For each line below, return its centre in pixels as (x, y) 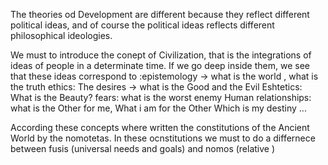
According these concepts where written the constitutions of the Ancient (160, 127)
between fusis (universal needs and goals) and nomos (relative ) (143, 148)
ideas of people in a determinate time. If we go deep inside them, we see (160, 65)
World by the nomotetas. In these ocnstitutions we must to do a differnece (163, 138)
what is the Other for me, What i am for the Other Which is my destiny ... (158, 108)
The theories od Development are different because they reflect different (160, 14)
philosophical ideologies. (61, 35)
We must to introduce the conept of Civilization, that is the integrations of (161, 55)
